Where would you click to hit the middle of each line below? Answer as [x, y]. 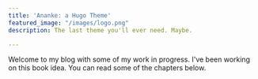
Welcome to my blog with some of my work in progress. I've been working [129, 59]
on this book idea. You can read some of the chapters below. [107, 68]
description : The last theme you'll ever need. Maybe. [101, 30]
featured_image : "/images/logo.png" [68, 23]
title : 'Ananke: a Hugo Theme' [60, 15]
